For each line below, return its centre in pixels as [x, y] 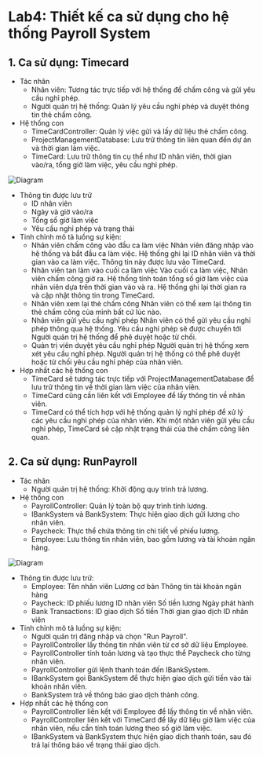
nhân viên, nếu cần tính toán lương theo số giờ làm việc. [122, 728]
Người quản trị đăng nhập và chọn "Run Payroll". [110, 636]
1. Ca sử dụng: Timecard [69, 62]
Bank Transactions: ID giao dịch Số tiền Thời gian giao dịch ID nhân [140, 611]
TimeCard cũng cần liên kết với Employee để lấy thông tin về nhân [138, 395]
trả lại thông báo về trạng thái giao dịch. [96, 744]
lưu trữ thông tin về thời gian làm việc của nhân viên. [116, 387]
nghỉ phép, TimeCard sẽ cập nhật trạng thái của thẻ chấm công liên [140, 429]
